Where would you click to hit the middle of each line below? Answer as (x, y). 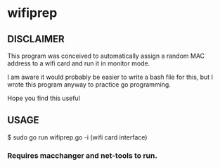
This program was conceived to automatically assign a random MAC (106, 56)
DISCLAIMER (36, 39)
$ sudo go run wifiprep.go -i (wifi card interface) (77, 137)
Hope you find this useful (44, 98)
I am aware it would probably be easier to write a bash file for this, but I (110, 77)
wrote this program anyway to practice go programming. (89, 85)
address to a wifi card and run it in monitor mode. (79, 63)
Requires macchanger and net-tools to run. (83, 155)
